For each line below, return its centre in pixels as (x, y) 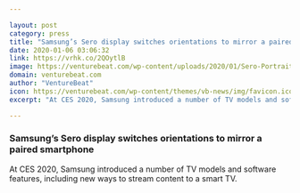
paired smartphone (52, 149)
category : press (39, 33)
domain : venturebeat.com (55, 75)
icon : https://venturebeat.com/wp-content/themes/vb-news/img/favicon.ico (151, 91)
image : (21, 67)
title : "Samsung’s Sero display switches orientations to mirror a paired (151, 42)
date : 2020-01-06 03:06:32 (59, 50)
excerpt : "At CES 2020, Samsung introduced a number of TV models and (143, 100)
